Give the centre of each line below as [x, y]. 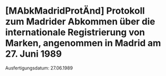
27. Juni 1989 [34, 54]
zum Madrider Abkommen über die [80, 22]
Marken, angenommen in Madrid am [83, 43]
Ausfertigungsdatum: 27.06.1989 [39, 68]
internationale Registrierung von [75, 32]
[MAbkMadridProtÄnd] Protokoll [75, 11]
